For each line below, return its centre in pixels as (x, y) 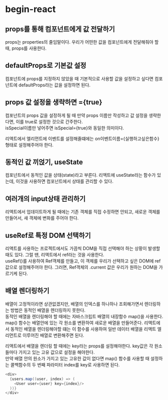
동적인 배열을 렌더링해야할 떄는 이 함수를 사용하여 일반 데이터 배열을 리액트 (83, 329)
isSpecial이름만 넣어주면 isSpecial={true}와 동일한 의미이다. (65, 128)
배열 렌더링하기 (27, 291)
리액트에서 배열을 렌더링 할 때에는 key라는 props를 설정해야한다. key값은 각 (79, 346)
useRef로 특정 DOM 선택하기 (48, 235)
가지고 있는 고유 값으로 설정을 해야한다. (57, 352)
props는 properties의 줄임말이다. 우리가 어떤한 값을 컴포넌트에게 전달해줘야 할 (82, 42)
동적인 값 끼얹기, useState (44, 162)
